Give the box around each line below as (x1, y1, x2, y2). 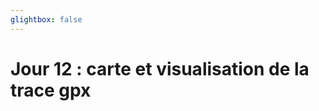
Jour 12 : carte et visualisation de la (10, 57, 310, 80)
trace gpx (10, 79, 92, 101)
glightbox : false (10, 14, 83, 25)
